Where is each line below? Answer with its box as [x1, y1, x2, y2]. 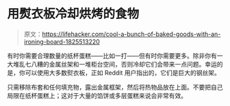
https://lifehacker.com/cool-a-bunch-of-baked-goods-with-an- [42, 30, 221, 38]
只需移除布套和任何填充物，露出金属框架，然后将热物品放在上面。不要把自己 [7, 83, 223, 91]
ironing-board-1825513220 [23, 37, 101, 46]
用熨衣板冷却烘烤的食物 [7, 6, 140, 22]
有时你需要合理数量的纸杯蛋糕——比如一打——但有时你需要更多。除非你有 [7, 52, 217, 60]
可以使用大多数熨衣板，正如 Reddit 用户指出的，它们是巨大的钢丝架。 [25, 69, 220, 77]
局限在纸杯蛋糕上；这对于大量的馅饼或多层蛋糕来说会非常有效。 [7, 91, 187, 99]
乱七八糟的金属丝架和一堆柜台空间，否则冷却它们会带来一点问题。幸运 [18, 60, 217, 68]
